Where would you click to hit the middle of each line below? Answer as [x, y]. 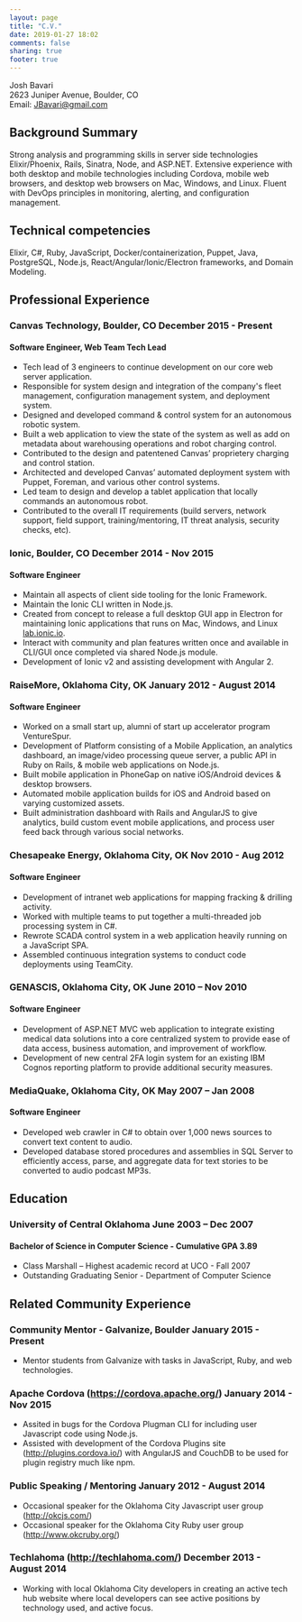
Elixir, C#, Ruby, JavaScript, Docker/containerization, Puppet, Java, [134, 252]
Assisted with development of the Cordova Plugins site [124, 1443]
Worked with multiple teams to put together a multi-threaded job [142, 916]
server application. [57, 377]
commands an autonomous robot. [85, 501]
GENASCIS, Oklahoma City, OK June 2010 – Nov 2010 [128, 987]
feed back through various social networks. [103, 832]
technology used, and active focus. [87, 1608]
